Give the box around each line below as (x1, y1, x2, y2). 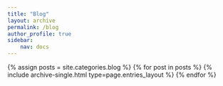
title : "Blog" (7, 10, 50, 18)
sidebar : (7, 37, 33, 44)
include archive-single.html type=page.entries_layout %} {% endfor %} (7, 70, 217, 79)
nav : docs (20, 43, 50, 50)
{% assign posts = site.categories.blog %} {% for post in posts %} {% (7, 63, 212, 71)
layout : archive (7, 17, 56, 24)
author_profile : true (7, 30, 72, 38)
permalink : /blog (7, 23, 59, 31)
